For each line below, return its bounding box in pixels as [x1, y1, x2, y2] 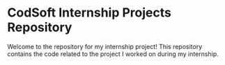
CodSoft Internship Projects [7, 5, 172, 21]
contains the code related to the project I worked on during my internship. [7, 50, 219, 58]
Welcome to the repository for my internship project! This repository [7, 42, 203, 50]
